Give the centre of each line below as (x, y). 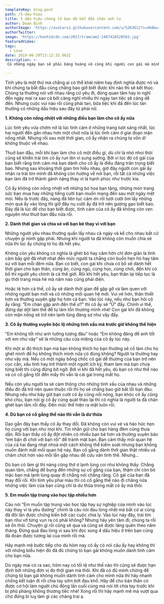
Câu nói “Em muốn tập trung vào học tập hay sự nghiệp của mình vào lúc (79, 504)
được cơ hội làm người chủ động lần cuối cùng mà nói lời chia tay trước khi (80, 586)
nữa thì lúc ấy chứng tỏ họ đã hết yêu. (43, 244)
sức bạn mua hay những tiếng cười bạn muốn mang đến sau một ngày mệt (80, 194)
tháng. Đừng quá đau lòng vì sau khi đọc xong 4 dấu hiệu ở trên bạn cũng (79, 530)
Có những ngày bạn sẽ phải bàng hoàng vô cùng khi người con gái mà (78, 64)
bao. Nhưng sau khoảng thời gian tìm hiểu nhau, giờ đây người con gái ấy (79, 168)
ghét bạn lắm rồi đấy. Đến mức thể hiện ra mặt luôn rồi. (60, 405)
